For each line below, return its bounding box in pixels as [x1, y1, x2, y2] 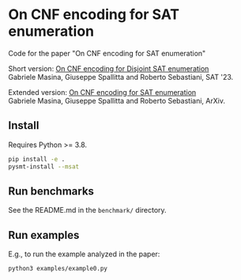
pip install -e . [8, 155, 66, 163]
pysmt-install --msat [8, 162, 80, 171]
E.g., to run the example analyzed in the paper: [8, 249, 160, 259]
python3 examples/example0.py [8, 265, 108, 273]
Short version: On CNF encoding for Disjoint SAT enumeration [8, 63, 209, 73]
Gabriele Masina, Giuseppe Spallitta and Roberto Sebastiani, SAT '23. [8, 72, 234, 81]
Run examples [8, 228, 80, 242]
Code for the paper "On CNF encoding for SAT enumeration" [8, 48, 206, 58]
